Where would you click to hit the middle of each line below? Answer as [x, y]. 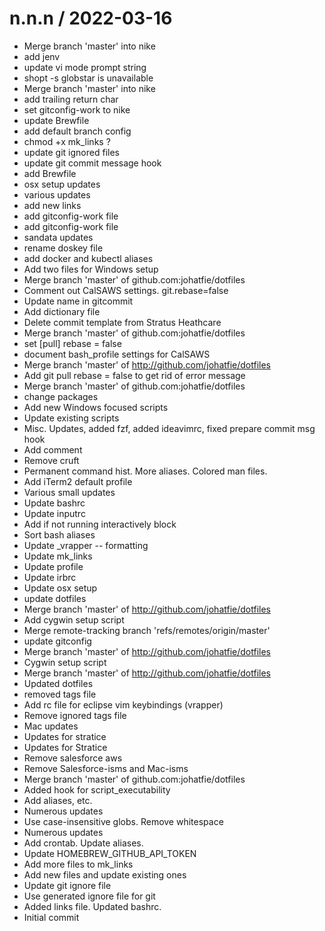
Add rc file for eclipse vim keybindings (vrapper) [123, 704]
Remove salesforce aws [73, 758]
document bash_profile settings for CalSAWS [117, 354]
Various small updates [69, 492]
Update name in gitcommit [78, 301]
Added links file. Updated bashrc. [92, 906]
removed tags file [60, 694]
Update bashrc [54, 503]
